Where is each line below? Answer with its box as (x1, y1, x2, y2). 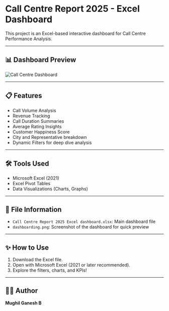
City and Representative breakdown (12, 134, 87, 140)
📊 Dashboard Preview (5, 56, 76, 64)
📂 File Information (5, 205, 62, 214)
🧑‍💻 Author (5, 286, 38, 295)
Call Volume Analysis (12, 107, 56, 113)
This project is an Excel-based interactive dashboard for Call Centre (5, 30, 146, 36)
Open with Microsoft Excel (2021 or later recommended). (12, 262, 131, 268)
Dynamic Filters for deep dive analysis (12, 139, 92, 145)
